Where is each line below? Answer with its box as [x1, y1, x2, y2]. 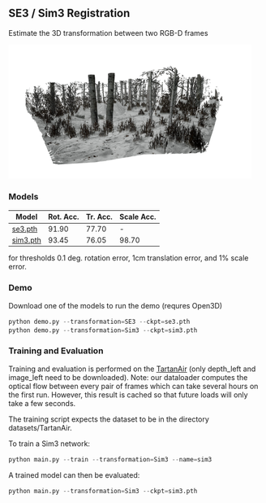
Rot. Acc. [48, 212, 79, 222]
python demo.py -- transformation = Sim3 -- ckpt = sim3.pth [8, 326, 198, 335]
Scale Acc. [119, 212, 157, 222]
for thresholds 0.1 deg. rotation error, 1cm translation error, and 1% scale [8, 253, 249, 263]
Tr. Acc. [85, 212, 114, 222]
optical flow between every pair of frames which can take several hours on [8, 381, 259, 391]
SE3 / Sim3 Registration [8, 7, 131, 20]
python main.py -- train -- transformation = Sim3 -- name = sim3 [8, 455, 212, 463]
